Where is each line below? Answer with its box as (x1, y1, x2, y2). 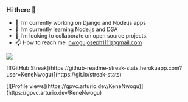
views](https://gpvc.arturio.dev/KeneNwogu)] (29, 83, 144, 90)
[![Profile (6, 83, 29, 90)
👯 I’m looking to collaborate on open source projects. (15, 32, 148, 39)
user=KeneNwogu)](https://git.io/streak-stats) (6, 71, 122, 78)
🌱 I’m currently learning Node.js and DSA (15, 25, 118, 33)
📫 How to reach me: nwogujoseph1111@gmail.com (15, 39, 142, 46)
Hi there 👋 (6, 5, 37, 14)
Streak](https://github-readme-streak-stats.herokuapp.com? (30, 64, 183, 72)
